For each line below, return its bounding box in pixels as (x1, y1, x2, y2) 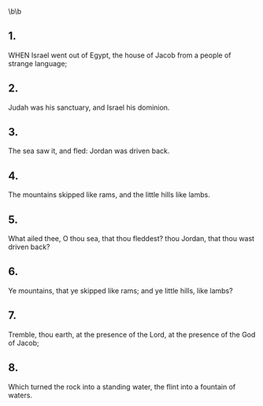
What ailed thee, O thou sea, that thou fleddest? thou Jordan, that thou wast (8, 234, 254, 244)
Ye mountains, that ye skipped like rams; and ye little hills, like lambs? (8, 285, 234, 295)
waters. (8, 390, 33, 400)
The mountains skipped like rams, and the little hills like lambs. (8, 190, 210, 199)
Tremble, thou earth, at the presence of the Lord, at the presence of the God (8, 330, 256, 339)
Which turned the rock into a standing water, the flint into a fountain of (8, 382, 236, 391)
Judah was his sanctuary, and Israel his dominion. (8, 102, 170, 112)
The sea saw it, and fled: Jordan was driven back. (8, 146, 170, 156)
